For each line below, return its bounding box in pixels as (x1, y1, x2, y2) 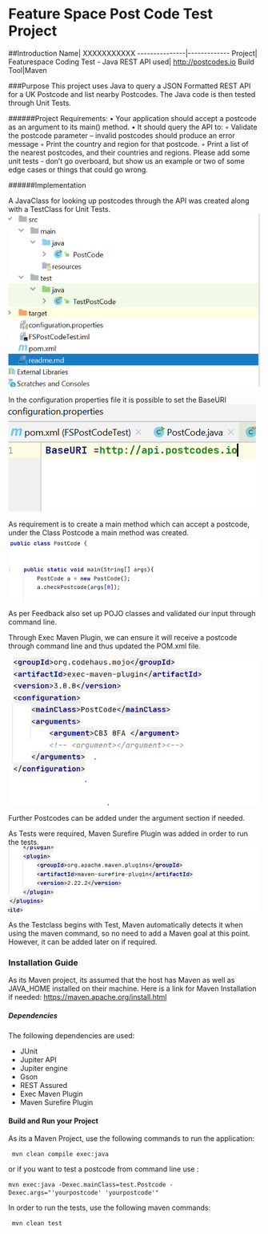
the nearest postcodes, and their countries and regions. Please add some (8, 148, 250, 157)
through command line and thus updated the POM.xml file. (8, 641, 202, 651)
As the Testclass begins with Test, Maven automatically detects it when (8, 919, 244, 929)
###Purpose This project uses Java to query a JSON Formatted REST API (8, 81, 251, 91)
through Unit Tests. (8, 98, 72, 108)
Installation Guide (8, 956, 78, 968)
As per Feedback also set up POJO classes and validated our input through (8, 609, 256, 619)
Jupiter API (19, 1054, 58, 1064)
